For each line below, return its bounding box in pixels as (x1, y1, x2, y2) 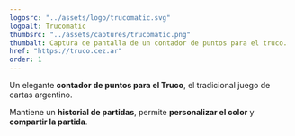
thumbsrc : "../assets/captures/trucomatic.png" (9, 30, 192, 39)
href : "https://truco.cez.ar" (9, 47, 123, 56)
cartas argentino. (9, 89, 73, 100)
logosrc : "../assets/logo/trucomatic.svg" (9, 13, 171, 23)
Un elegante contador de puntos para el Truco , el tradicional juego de (9, 80, 271, 90)
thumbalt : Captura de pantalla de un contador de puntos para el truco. (9, 38, 288, 48)
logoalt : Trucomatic (9, 22, 87, 31)
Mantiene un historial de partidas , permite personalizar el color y (9, 107, 255, 117)
